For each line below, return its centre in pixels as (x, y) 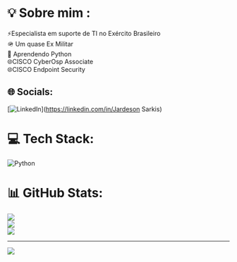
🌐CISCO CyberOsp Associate (50, 61)
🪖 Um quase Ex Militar (41, 44)
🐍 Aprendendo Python (39, 54)
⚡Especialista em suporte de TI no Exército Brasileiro (84, 33)
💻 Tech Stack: (51, 138)
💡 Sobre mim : (49, 13)
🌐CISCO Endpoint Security (47, 69)
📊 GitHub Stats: (55, 193)
